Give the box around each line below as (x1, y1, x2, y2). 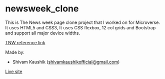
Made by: (5, 49, 25, 55)
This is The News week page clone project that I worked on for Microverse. (5, 19, 160, 25)
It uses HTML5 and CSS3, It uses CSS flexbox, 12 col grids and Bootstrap (5, 24, 156, 30)
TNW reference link (5, 39, 45, 45)
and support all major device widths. (5, 30, 80, 36)
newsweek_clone (5, 3, 79, 14)
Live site (5, 68, 22, 75)
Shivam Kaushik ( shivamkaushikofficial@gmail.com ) (12, 59, 120, 65)
